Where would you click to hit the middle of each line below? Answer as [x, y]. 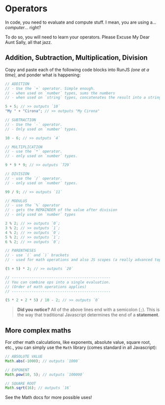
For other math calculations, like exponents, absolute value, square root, [78, 342]
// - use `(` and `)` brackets [37, 255]
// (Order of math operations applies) [46, 287]
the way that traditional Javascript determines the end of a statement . [88, 315]
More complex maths [38, 330]
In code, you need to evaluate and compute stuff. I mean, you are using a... [81, 22]
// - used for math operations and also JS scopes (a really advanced [79, 260]
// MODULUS [16, 201]
